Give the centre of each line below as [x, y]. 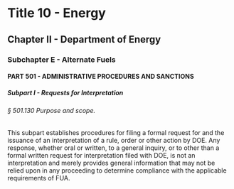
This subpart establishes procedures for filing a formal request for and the [116, 132]
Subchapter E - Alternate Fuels [62, 60]
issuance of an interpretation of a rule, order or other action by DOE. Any [114, 140]
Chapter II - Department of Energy [84, 39]
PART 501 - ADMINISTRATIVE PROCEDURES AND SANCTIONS [101, 77]
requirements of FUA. [39, 178]
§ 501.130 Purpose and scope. [52, 111]
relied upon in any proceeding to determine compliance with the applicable [117, 170]
